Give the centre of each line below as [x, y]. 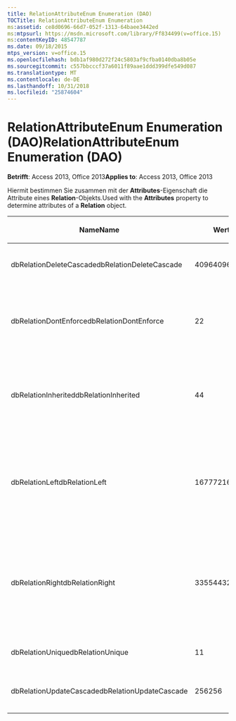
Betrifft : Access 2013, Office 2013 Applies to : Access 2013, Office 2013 [110, 177]
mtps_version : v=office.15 [47, 54]
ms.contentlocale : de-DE [44, 79]
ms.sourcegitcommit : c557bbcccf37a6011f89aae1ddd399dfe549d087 [102, 66]
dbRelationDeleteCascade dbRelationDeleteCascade [97, 265]
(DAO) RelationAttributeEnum [93, 142]
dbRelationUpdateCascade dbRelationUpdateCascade [99, 691]
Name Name [99, 230]
